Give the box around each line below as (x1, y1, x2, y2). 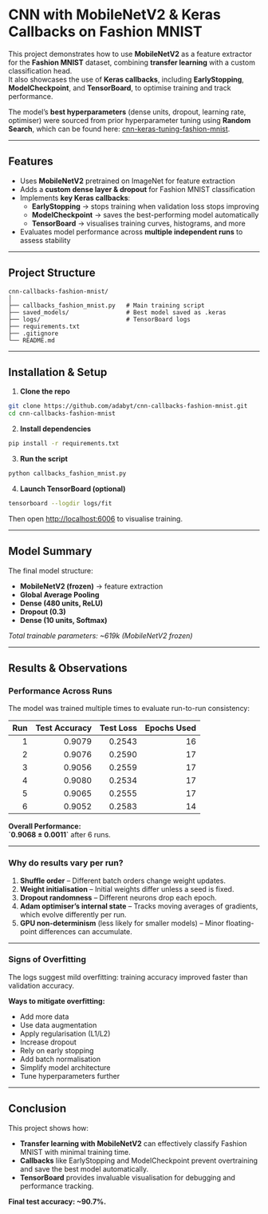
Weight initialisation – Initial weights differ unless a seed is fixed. (19, 884, 235, 893)
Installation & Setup (8, 365, 108, 379)
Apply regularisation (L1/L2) (19, 1028, 111, 1038)
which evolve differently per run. (19, 909, 127, 919)
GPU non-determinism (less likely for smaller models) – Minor (19, 918, 225, 928)
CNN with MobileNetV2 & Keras (8, 6, 222, 24)
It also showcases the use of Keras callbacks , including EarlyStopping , (8, 74, 245, 84)
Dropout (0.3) (19, 606, 66, 617)
